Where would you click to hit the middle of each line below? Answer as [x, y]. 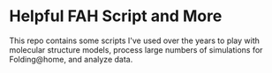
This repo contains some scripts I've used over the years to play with [135, 40]
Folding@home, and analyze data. [71, 59]
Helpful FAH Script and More [116, 16]
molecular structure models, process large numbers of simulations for [136, 49]
